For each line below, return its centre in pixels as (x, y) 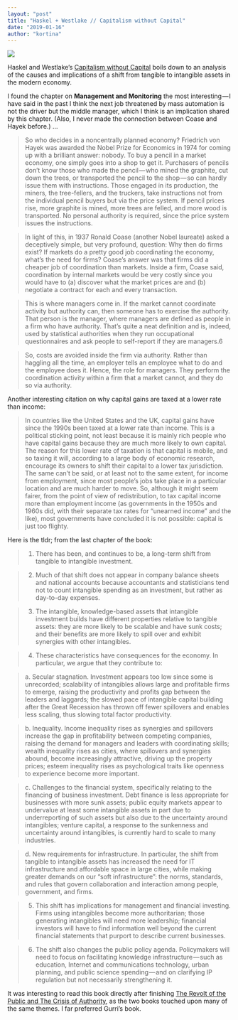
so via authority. (48, 385)
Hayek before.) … (33, 127)
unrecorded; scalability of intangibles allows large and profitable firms (127, 685)
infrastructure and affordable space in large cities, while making (118, 869)
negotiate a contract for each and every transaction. (101, 290)
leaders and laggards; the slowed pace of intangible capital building (124, 699)
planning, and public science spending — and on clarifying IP (124, 972)
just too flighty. (47, 526)
